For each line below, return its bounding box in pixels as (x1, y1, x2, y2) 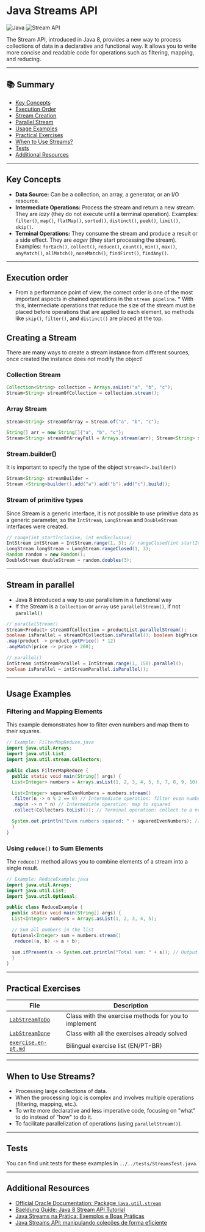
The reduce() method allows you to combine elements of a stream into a (6, 857, 188, 865)
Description (113, 1001, 148, 1010)
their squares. (6, 728, 41, 735)
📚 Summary (6, 80, 55, 90)
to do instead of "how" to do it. (15, 1113, 93, 1121)
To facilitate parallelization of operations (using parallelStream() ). (15, 1119, 182, 1127)
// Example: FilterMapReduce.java (6, 739, 95, 745)
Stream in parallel (6, 580, 74, 591)
